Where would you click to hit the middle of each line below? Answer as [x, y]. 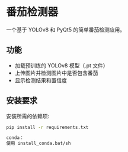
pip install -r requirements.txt [47, 127]
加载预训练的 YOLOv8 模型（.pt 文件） [61, 65]
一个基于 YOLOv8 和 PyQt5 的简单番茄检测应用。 [66, 30]
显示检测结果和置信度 [41, 80]
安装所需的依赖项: [28, 116]
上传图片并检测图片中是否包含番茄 [56, 73]
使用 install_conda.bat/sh [39, 143]
